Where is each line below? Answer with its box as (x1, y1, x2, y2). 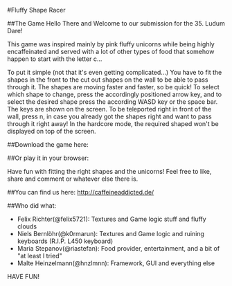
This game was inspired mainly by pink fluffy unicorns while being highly (7, 40, 215, 48)
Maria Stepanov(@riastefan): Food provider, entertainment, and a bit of (17, 244, 220, 252)
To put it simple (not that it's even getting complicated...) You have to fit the (7, 69, 222, 76)
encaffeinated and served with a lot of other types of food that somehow (7, 48, 215, 55)
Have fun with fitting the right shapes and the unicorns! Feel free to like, (7, 168, 212, 175)
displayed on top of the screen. (7, 127, 96, 135)
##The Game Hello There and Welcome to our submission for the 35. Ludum (7, 19, 225, 27)
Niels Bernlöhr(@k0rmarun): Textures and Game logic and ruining (17, 230, 204, 238)
